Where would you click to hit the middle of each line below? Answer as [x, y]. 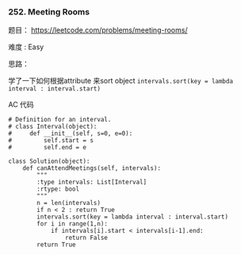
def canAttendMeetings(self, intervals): [92, 168]
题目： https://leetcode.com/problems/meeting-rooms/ [98, 30]
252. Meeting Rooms [49, 12]
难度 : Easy [26, 47]
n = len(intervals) [69, 203]
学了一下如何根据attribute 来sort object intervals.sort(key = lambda [121, 81]
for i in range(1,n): [73, 224]
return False [86, 238]
